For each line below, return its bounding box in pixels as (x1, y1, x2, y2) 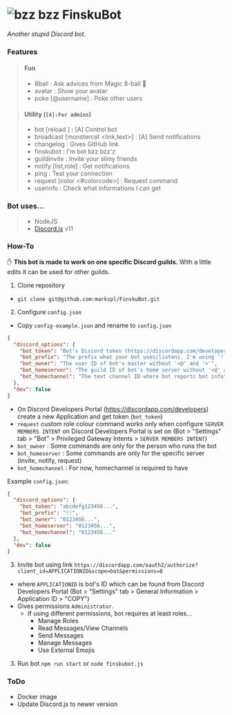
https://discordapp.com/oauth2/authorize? (74, 562, 198, 569)
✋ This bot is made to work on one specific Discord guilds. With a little (7, 258, 212, 266)
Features (7, 47, 38, 57)
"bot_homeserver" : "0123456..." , (19, 522, 116, 529)
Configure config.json (17, 307, 82, 316)
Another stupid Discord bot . (7, 30, 86, 38)
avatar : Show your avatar (34, 87, 108, 95)
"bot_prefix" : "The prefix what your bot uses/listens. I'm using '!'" (19, 354, 230, 361)
